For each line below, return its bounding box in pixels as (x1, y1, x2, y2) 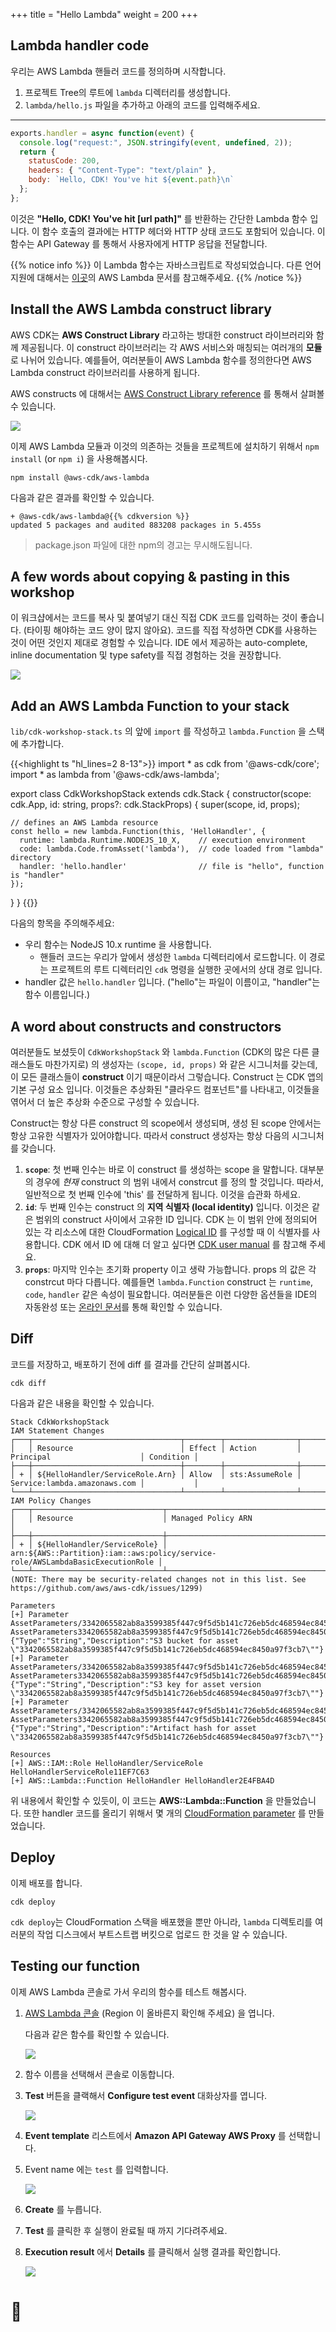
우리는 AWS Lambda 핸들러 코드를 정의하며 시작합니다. (10, 65, 227, 77)
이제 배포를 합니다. (10, 1877, 83, 1889)
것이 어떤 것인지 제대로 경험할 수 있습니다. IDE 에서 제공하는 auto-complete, (10, 637, 308, 649)
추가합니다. (20, 738, 65, 750)
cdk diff (10, 1378, 47, 1388)
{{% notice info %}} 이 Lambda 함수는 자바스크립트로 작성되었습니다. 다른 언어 (10, 259, 322, 271)
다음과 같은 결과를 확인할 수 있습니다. (10, 491, 155, 503)
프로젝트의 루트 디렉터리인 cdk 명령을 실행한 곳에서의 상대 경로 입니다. (50, 964, 323, 976)
